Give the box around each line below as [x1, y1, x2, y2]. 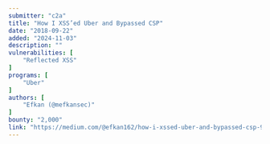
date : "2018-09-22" [8, 26, 74, 34]
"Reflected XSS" [22, 57, 78, 65]
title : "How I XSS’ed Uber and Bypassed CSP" [8, 19, 163, 27]
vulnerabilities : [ [8, 49, 74, 57]
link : [8, 123, 27, 131]
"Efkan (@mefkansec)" [22, 101, 95, 109]
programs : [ [8, 71, 48, 79]
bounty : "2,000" [8, 116, 63, 124]
